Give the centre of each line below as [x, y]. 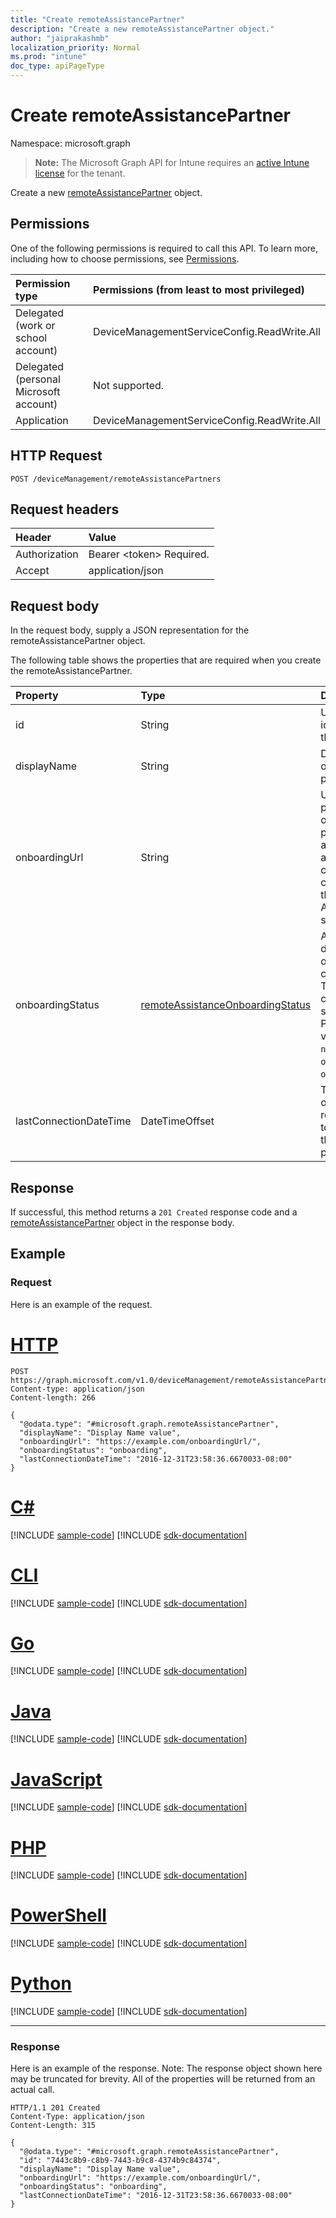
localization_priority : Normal [75, 47]
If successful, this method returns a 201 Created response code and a [154, 1212]
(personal [38, 379]
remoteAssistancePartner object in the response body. [122, 1222]
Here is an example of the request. [81, 1304]
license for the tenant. [80, 173]
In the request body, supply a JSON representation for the [130, 630]
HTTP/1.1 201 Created [55, 2108]
